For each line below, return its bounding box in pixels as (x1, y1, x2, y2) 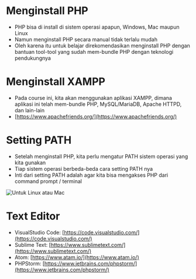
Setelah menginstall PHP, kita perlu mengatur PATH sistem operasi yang (14, 153, 188, 160)
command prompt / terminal (14, 177, 82, 185)
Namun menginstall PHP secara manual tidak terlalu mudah (14, 36, 158, 43)
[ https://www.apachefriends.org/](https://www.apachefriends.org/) (14, 113, 177, 120)
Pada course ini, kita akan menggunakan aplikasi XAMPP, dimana (14, 94, 173, 101)
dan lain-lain (14, 106, 45, 113)
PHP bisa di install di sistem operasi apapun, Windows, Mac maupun (14, 23, 180, 30)
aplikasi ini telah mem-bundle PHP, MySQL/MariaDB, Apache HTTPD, (14, 101, 182, 108)
